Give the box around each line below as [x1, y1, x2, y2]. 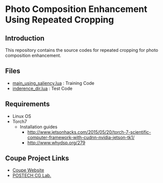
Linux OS [12, 113, 31, 119]
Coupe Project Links [5, 154, 69, 163]
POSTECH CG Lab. [12, 173, 51, 179]
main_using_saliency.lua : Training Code [12, 80, 95, 86]
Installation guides [19, 124, 58, 130]
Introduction [5, 34, 45, 42]
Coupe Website [12, 167, 44, 173]
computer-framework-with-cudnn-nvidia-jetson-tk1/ [27, 134, 135, 140]
